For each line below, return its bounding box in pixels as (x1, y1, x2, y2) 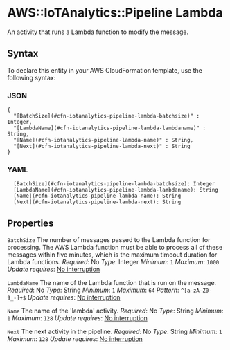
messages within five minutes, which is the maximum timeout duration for (7, 250, 218, 259)
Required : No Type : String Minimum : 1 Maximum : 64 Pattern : (7, 286, 179, 295)
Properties (7, 217, 54, 229)
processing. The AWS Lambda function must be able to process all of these (7, 243, 223, 252)
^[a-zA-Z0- (180, 287, 213, 295)
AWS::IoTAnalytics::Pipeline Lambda (7, 5, 223, 21)
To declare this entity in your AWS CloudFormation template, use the (7, 66, 202, 74)
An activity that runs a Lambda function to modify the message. (7, 28, 189, 36)
